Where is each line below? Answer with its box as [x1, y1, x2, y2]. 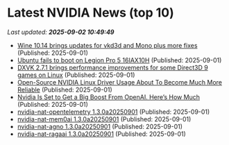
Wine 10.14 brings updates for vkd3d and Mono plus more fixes [17, 41, 198, 49]
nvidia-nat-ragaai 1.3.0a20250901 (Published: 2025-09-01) [17, 130, 186, 138]
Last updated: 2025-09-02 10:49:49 [7, 28, 114, 36]
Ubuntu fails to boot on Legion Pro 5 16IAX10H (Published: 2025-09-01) [17, 56, 222, 64]
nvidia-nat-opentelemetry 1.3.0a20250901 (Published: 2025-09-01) [17, 108, 210, 116]
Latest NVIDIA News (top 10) [7, 5, 175, 21]
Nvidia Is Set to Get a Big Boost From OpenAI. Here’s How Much [17, 92, 200, 101]
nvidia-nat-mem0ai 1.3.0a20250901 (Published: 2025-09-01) [17, 114, 192, 123]
